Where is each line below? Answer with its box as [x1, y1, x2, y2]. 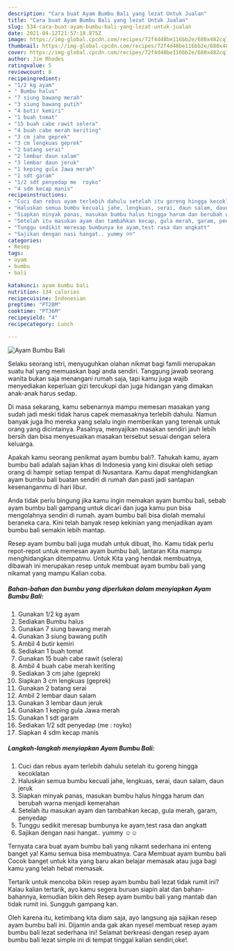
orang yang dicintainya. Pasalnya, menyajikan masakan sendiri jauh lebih [8, 424, 217, 433]
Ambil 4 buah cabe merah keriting [17, 661, 115, 670]
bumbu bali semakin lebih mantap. [8, 525, 106, 534]
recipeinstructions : [8, 192, 68, 199]
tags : [8, 250, 24, 257]
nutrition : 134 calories [8, 288, 80, 295]
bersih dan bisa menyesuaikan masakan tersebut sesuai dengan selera [8, 432, 210, 440]
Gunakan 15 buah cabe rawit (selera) [17, 654, 124, 663]
